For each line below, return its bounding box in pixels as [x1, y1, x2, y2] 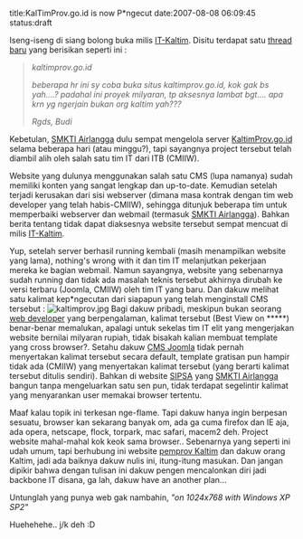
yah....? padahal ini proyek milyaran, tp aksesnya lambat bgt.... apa [31, 90, 283, 99]
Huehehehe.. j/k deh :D [9, 519, 96, 530]
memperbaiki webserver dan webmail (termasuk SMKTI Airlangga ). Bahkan [9, 209, 290, 220]
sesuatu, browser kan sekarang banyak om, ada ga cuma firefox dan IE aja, [9, 417, 289, 428]
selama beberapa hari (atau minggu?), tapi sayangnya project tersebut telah [9, 144, 292, 154]
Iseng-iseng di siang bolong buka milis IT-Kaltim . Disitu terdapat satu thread [9, 35, 292, 45]
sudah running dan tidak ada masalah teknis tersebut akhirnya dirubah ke [9, 275, 283, 285]
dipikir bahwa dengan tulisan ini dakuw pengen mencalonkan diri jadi [9, 465, 267, 476]
